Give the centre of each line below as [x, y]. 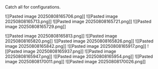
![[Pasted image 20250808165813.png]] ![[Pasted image [61, 36]
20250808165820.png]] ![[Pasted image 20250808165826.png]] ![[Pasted [79, 41]
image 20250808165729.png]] [36, 27]
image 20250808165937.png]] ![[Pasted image [70, 51]
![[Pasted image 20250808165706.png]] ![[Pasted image [61, 16]
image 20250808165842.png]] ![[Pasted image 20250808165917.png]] [76, 46]
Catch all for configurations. [33, 7]
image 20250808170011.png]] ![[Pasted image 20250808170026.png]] [75, 62]
